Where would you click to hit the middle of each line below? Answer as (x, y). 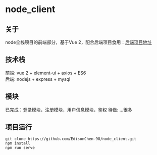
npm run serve (20, 148)
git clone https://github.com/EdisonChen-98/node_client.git (71, 139)
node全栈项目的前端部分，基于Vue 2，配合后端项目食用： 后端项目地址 (78, 42)
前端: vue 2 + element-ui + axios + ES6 (46, 73)
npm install (18, 143)
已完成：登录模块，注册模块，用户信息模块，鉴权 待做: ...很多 (69, 110)
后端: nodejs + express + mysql (38, 79)
